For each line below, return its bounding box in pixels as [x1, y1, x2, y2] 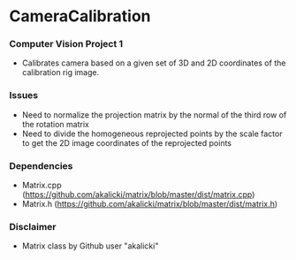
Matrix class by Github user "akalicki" [21, 241, 159, 251]
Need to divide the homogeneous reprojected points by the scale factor [21, 128, 283, 139]
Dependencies [9, 159, 73, 172]
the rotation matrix [21, 119, 90, 129]
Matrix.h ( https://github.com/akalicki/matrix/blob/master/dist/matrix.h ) [21, 199, 278, 210]
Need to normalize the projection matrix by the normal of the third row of [21, 109, 287, 120]
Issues [9, 89, 39, 102]
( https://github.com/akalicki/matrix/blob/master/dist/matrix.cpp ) [21, 189, 255, 200]
